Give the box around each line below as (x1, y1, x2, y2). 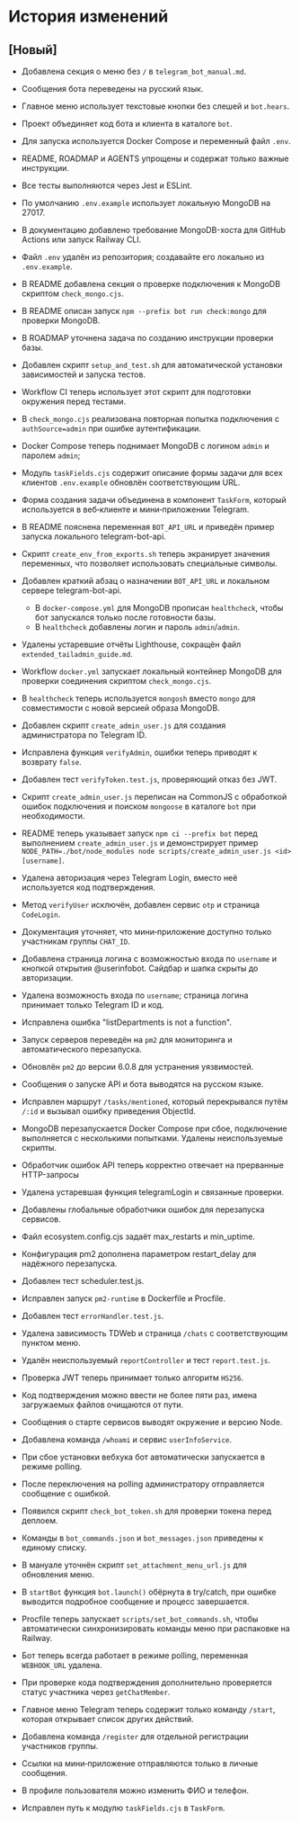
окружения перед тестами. (21, 396, 127, 407)
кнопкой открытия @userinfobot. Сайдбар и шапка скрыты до (21, 963, 259, 974)
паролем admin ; (21, 450, 81, 461)
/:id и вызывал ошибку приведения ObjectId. (21, 1106, 197, 1117)
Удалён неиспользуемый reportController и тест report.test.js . (21, 1355, 271, 1365)
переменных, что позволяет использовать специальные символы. (21, 558, 278, 569)
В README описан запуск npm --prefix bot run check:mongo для (21, 306, 267, 316)
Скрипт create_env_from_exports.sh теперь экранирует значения (21, 549, 270, 559)
